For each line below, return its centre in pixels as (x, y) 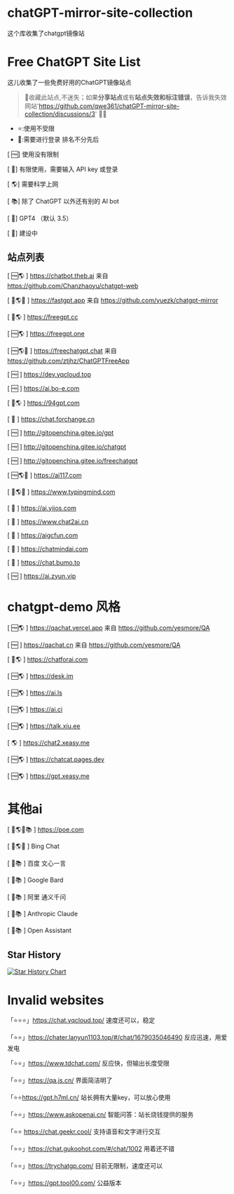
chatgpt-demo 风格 (64, 606)
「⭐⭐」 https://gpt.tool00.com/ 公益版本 (64, 1183)
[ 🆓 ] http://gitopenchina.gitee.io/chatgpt (67, 446)
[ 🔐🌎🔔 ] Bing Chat (33, 846)
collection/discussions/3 (60, 114)
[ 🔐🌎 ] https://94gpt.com (44, 403)
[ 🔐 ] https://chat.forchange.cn (51, 419)
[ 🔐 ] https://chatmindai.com (48, 549)
